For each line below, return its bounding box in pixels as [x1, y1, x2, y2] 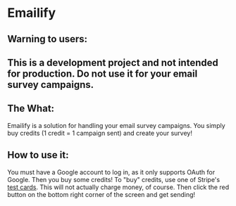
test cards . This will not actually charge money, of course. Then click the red [7, 183, 230, 191]
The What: [7, 103, 55, 115]
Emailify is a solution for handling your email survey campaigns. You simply [7, 121, 225, 129]
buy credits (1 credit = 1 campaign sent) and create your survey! [7, 129, 192, 137]
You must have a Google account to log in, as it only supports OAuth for [7, 167, 216, 176]
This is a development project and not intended [7, 56, 218, 68]
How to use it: [7, 149, 69, 161]
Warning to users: [7, 33, 88, 45]
